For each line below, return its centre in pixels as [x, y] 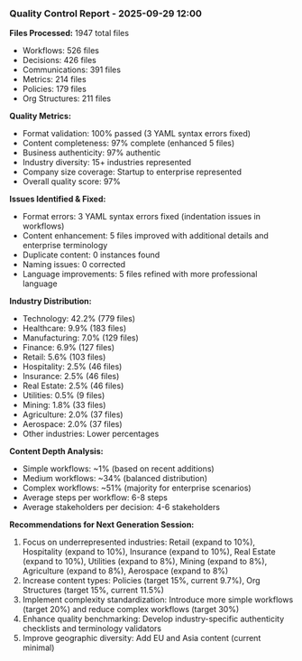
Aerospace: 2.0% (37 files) [73, 424]
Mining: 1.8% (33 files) [64, 405]
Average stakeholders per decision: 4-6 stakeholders [121, 507]
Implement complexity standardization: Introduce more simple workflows [158, 600]
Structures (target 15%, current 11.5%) [93, 591]
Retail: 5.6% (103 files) [64, 357]
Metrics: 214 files [55, 79]
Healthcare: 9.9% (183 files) [74, 329]
